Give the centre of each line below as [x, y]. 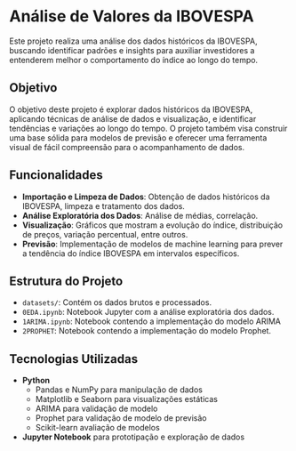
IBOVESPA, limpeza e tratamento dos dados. [103, 205]
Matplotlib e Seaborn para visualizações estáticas [126, 399]
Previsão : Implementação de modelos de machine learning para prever [152, 244]
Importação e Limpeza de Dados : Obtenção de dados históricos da [146, 197]
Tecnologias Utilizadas [74, 359]
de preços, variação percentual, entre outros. [105, 234]
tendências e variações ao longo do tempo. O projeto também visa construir [148, 128]
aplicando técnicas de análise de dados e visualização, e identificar [133, 118]
